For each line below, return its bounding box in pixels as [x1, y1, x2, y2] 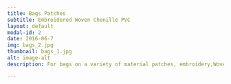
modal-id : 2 [7, 29, 41, 36]
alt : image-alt [7, 55, 51, 61]
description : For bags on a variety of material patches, [7, 61, 177, 68]
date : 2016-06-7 [7, 36, 54, 42]
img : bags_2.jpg [7, 42, 54, 48]
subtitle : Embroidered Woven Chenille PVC [7, 16, 131, 23]
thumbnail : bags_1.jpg [7, 48, 72, 55]
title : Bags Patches [7, 10, 67, 17]
